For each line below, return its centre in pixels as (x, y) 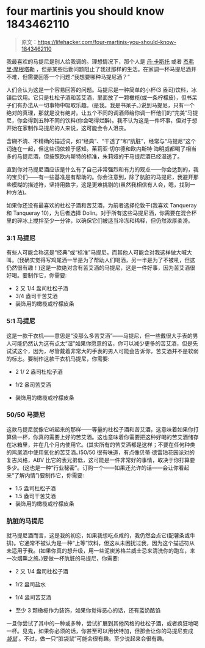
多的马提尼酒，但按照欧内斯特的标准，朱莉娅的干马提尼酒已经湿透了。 (95, 156)
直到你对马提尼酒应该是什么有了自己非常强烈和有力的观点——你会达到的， (100, 169)
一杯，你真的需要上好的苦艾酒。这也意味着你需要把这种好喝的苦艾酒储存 (108, 437)
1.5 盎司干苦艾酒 (35, 496)
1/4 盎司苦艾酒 (33, 597)
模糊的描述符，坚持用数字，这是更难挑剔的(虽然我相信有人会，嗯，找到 (101, 184)
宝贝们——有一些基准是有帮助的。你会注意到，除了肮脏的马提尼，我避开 (102, 177)
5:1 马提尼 (21, 321)
